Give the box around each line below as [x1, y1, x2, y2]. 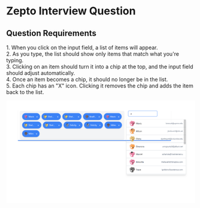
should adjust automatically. [6, 70, 75, 76]
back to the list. [6, 89, 44, 95]
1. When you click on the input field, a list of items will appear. [6, 44, 158, 51]
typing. [6, 57, 24, 64]
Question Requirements [6, 28, 97, 38]
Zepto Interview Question [6, 4, 136, 18]
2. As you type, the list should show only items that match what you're [6, 50, 180, 58]
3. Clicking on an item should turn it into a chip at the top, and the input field [6, 63, 193, 70]
